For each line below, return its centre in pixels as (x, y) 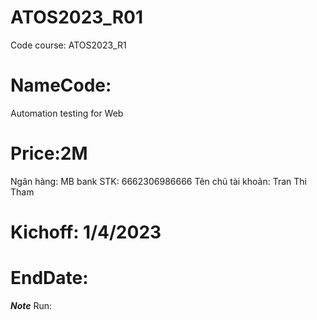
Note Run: (31, 305)
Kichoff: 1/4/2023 (86, 232)
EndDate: (49, 278)
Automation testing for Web (67, 113)
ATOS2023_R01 (76, 17)
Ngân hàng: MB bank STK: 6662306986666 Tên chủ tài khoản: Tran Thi (158, 181)
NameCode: (61, 85)
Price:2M (49, 153)
